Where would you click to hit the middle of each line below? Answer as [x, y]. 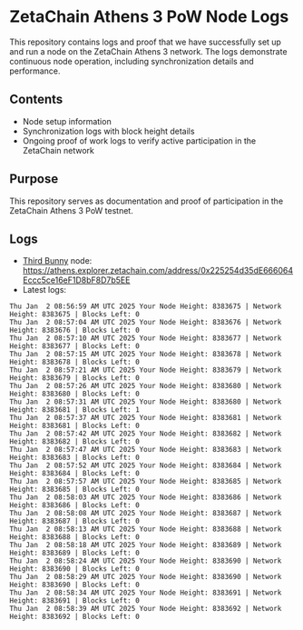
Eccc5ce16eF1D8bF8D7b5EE [76, 280]
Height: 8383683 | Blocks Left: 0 [75, 458]
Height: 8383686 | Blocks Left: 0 [75, 505]
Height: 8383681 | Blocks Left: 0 [75, 426]
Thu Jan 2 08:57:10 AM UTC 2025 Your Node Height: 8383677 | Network [146, 338]
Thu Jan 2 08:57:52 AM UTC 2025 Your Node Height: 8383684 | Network [146, 465]
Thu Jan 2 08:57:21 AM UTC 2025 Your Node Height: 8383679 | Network [146, 370]
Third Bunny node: [57, 261]
